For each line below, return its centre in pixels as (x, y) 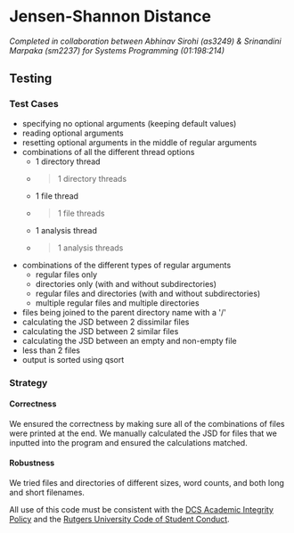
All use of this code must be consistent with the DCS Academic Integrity (142, 509)
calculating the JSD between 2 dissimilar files (106, 322)
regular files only (66, 275)
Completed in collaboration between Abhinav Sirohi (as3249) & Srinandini (146, 41)
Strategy (29, 382)
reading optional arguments (73, 133)
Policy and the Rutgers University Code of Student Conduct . (119, 519)
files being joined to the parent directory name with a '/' (124, 312)
